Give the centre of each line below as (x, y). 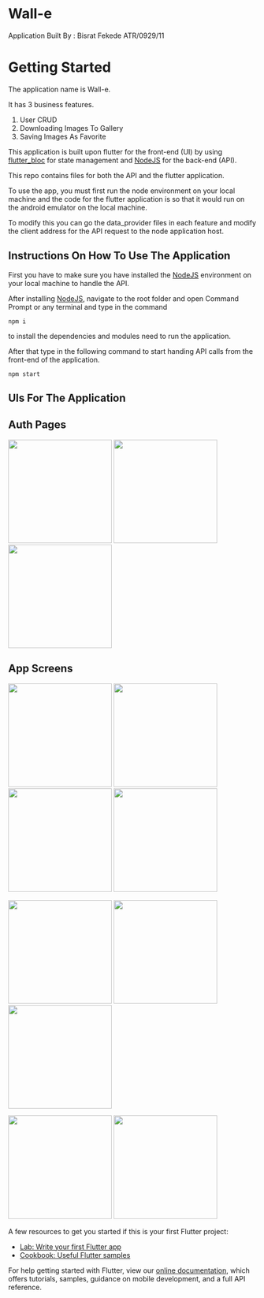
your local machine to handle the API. (69, 283)
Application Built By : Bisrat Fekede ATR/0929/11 (86, 35)
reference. (25, 1287)
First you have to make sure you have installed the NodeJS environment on (130, 275)
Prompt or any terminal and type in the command (88, 307)
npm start (24, 374)
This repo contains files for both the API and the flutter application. (116, 175)
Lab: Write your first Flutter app (71, 1247)
